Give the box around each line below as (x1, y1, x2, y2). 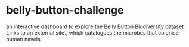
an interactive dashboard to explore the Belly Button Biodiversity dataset (6, 23, 184, 30)
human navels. (6, 35, 42, 42)
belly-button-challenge (6, 4, 124, 17)
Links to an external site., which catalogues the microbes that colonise (6, 29, 179, 36)
